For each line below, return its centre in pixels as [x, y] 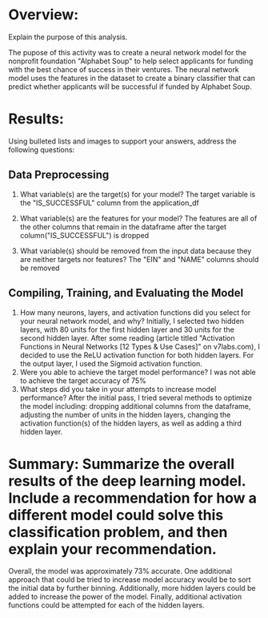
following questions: [42, 149]
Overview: [44, 15]
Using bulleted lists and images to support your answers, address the [123, 141]
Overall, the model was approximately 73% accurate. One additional [120, 572]
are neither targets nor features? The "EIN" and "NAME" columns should [139, 259]
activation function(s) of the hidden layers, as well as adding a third [131, 423]
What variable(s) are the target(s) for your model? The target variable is [138, 194]
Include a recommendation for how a [133, 498]
